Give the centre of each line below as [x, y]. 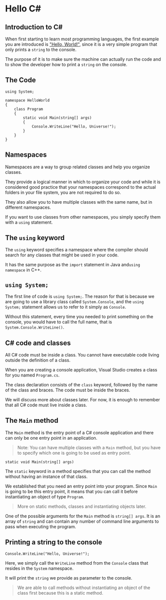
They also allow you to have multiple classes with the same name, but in [79, 202]
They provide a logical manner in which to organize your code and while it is [83, 182]
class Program [28, 109]
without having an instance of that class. [46, 477]
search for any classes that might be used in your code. [62, 255]
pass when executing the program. [41, 526]
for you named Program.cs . [32, 375]
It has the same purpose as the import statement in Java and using [73, 265]
